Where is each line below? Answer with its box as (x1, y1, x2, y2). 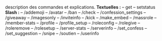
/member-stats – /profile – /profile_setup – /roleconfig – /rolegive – (5, 20, 140, 26)
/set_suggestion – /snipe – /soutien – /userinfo (5, 31, 99, 36)
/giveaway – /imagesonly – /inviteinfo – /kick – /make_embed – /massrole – (5, 15, 157, 20)
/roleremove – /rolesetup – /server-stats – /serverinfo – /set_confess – (5, 25, 147, 31)
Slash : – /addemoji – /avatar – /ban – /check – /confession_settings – (5, 9, 146, 15)
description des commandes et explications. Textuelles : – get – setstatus (5, 4, 156, 10)
